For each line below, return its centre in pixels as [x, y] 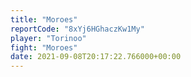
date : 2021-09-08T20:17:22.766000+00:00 [96, 57]
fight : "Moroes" [44, 47]
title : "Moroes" [44, 19]
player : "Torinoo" [48, 38]
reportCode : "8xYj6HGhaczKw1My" [77, 29]
